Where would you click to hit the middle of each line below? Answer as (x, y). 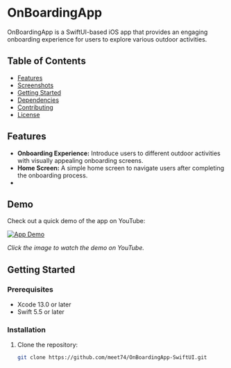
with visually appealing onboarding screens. (80, 160)
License (28, 114)
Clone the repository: (48, 345)
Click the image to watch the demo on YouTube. (76, 248)
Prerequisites (30, 289)
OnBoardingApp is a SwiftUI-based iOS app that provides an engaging (108, 32)
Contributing (35, 107)
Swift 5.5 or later (41, 312)
